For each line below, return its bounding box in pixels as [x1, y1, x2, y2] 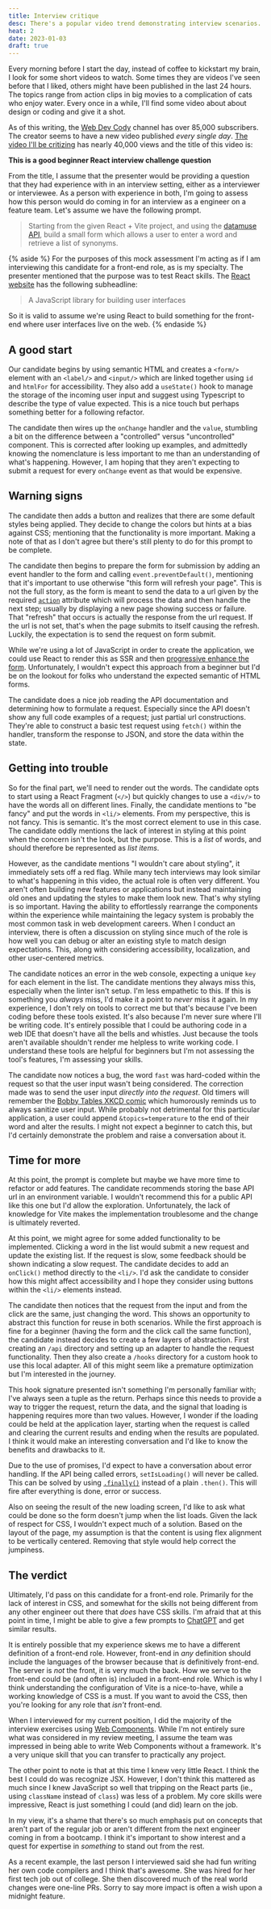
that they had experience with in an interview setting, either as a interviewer [8, 179, 261, 190]
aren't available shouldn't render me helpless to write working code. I [8, 1037, 239, 1047]
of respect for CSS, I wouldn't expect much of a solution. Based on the [8, 1520, 243, 1529]
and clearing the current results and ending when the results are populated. [8, 1428, 260, 1438]
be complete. [8, 545, 52, 554]
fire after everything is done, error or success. [8, 1486, 161, 1496]
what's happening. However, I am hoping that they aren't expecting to [8, 457, 240, 467]
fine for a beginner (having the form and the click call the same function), [8, 1327, 252, 1336]
